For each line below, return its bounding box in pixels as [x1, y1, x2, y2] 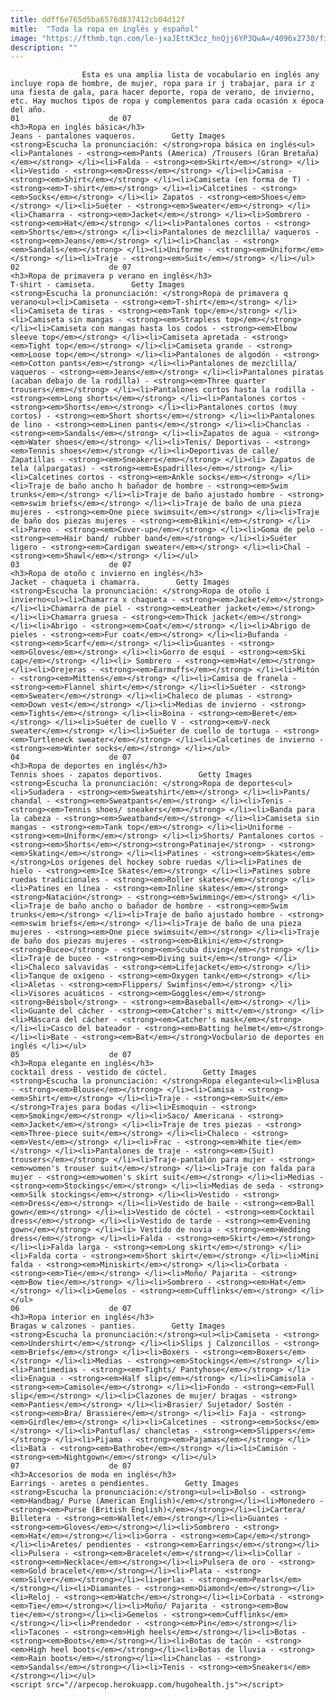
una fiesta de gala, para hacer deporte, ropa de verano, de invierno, [10, 87, 315, 98]
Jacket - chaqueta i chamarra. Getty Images [10, 577, 230, 588]
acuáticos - [63, 989, 114, 999]
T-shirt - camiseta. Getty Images [10, 280, 186, 290]
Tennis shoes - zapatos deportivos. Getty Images [10, 770, 253, 780]
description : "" [10, 42, 78, 53]
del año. [10, 105, 47, 115]
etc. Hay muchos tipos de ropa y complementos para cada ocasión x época [10, 96, 325, 106]
